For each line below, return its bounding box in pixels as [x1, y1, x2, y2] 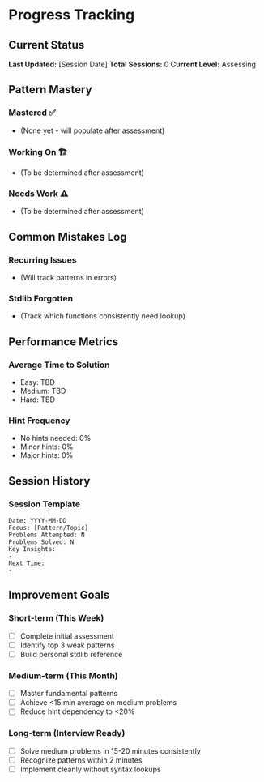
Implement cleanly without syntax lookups [19, 764, 161, 774]
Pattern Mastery [8, 83, 92, 96]
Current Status [8, 38, 85, 52]
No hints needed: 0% [19, 434, 92, 443]
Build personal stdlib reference [19, 649, 123, 659]
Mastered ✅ [8, 107, 57, 118]
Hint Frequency [8, 415, 70, 426]
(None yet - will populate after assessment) [19, 126, 165, 135]
